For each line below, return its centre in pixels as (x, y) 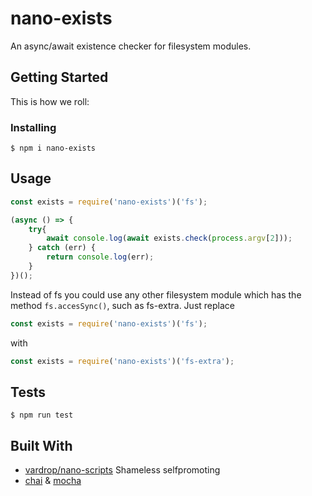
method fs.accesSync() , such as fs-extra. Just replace (122, 305)
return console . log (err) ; (100, 257)
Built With (41, 445)
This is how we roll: (50, 101)
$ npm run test (42, 415)
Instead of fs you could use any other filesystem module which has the (156, 294)
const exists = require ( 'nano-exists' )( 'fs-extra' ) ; (122, 361)
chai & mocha (53, 481)
